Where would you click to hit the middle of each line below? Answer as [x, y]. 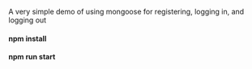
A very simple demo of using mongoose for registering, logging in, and [126, 12]
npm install [28, 39]
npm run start [32, 57]
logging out [28, 20]
